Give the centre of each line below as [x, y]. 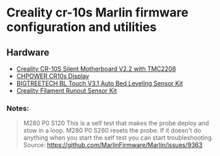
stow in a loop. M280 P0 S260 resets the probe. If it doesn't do [112, 131]
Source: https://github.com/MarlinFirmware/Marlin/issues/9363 [113, 145]
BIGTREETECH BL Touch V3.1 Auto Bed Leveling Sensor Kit [99, 83]
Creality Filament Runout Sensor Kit [66, 91]
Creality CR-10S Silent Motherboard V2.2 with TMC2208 [96, 69]
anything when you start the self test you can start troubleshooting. [118, 138]
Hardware [28, 52]
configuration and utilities [82, 27]
